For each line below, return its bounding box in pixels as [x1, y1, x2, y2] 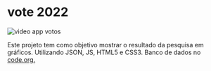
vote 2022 [7, 4, 69, 20]
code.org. [7, 55, 36, 63]
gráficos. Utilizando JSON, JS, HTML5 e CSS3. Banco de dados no [7, 48, 201, 56]
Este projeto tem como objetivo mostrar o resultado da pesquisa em [7, 40, 204, 49]
